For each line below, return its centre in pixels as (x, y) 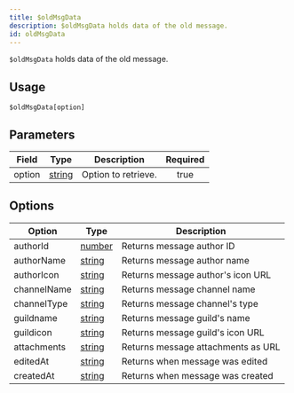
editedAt (32, 361)
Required (185, 159)
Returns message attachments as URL (201, 347)
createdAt (34, 375)
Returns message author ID (178, 246)
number (97, 246)
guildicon (33, 332)
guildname (36, 318)
